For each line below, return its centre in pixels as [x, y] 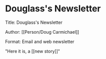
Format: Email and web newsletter [40, 41]
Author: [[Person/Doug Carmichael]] [42, 32]
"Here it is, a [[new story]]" [33, 51]
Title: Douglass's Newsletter [34, 22]
